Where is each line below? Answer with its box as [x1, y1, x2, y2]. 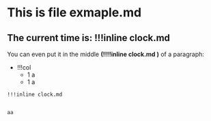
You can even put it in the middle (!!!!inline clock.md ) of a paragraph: [7, 50, 205, 58]
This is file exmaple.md [7, 5, 142, 21]
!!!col [16, 64, 31, 71]
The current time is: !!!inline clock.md [7, 32, 171, 44]
